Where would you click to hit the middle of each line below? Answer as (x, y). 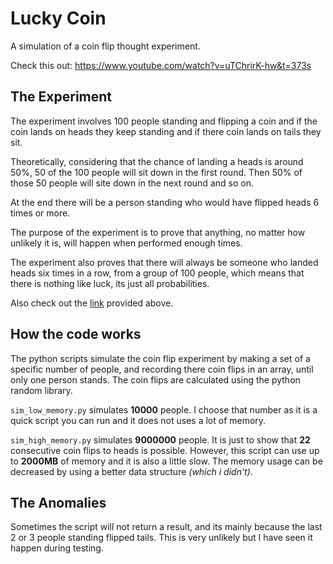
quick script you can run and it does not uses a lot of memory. (138, 420)
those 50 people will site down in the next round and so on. (132, 183)
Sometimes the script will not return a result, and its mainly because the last (166, 527)
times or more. (40, 213)
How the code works (76, 334)
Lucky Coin (58, 18)
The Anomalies (58, 502)
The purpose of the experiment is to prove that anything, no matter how (158, 232)
